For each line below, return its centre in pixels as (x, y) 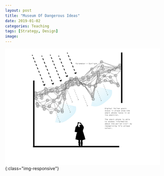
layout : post (18, 10)
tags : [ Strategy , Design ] (31, 31)
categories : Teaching (27, 26)
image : (12, 36)
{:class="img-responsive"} (32, 168)
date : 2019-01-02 (23, 21)
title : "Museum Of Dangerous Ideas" (42, 16)
